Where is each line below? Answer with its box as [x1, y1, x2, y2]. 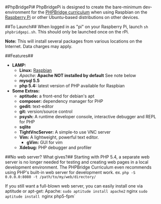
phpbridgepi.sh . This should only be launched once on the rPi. [5, 29, 130, 34]
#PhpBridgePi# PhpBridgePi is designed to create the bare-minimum [5, 4, 142, 10]
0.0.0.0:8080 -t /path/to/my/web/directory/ [5, 174, 96, 179]
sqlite [19, 124, 31, 130]
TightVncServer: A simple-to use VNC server [19, 129, 111, 135]
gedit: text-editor [19, 104, 54, 109]
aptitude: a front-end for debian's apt [19, 93, 95, 99]
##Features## [5, 53, 33, 59]
